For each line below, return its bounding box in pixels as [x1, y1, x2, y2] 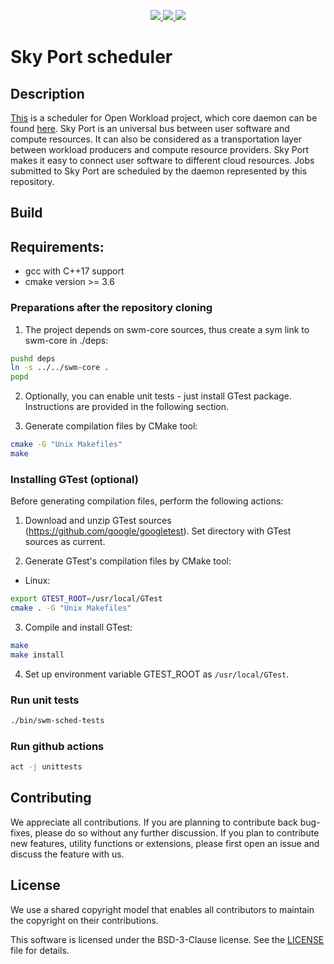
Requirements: [10, 238, 105, 255]
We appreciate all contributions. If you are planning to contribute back [10, 816, 298, 828]
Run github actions [10, 739, 105, 753]
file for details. [10, 944, 70, 956]
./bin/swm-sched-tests [10, 715, 105, 725]
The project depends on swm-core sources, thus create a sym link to [24, 323, 310, 335]
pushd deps [10, 353, 56, 364]
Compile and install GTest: [24, 621, 133, 633]
